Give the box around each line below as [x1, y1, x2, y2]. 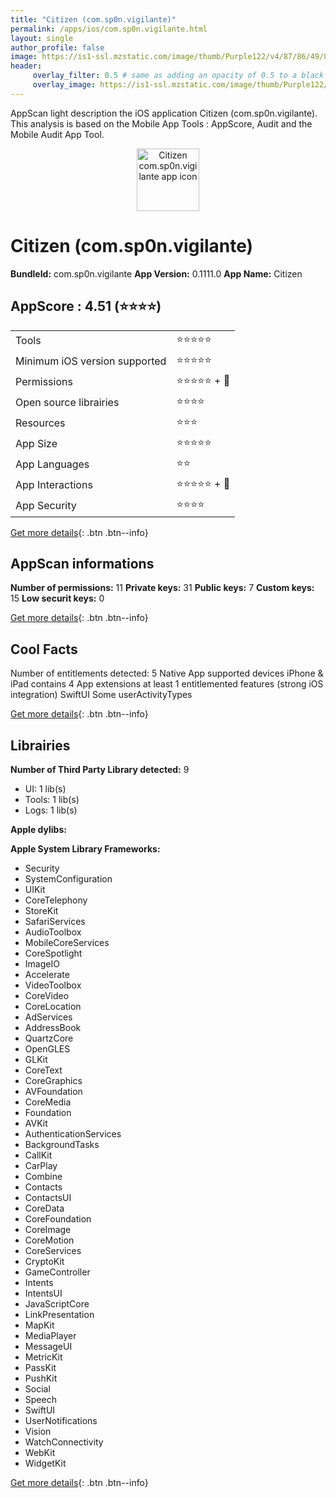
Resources [15, 416, 66, 430]
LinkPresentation [24, 1308, 95, 1320]
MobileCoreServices [24, 936, 110, 948]
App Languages [15, 457, 90, 471]
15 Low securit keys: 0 [10, 592, 105, 605]
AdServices [24, 1011, 73, 1023]
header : [10, 61, 43, 71]
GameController [24, 1266, 91, 1278]
